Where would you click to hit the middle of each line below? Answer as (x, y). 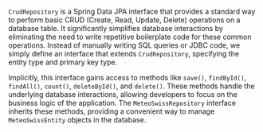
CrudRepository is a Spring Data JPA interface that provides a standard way (132, 12)
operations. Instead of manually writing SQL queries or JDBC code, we (124, 45)
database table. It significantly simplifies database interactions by (116, 28)
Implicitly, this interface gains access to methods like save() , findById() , (128, 78)
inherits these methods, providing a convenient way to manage (112, 111)
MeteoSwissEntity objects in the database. (77, 120)
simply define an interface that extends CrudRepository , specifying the (124, 54)
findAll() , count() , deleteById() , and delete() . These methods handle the (131, 86)
